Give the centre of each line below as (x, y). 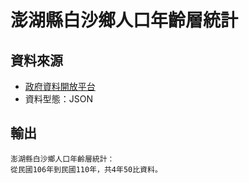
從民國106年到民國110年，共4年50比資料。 (86, 169)
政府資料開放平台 (60, 86)
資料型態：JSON (59, 99)
